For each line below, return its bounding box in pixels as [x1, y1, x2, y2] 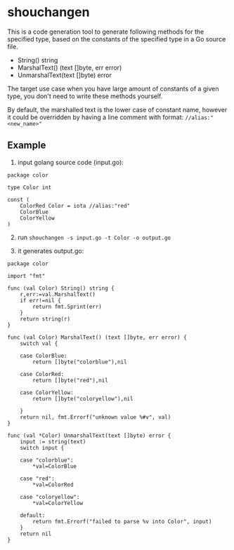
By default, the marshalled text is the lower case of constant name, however [7, 105, 228, 114]
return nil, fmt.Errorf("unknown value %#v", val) [20, 413, 171, 421]
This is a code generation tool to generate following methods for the [7, 27, 204, 36]
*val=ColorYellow [32, 499, 83, 507]
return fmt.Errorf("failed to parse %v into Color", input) [32, 518, 212, 525]
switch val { [20, 340, 58, 347]
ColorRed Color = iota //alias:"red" [20, 202, 131, 209]
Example [7, 140, 46, 152]
